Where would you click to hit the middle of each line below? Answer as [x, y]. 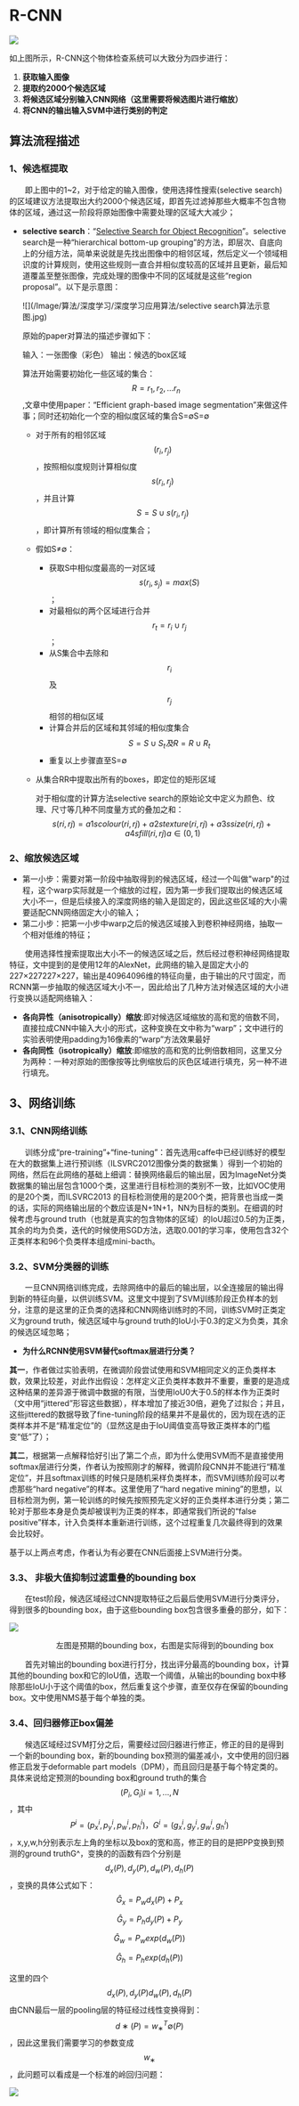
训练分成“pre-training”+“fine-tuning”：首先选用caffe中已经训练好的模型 [156, 1152]
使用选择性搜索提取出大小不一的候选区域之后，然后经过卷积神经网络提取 [158, 954]
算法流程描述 [44, 141]
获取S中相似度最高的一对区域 [102, 567]
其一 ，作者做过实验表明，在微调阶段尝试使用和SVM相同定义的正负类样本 [143, 1370]
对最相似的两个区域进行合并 [100, 610]
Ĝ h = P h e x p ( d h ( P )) [149, 1958]
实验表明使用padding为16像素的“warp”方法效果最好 [116, 1039]
